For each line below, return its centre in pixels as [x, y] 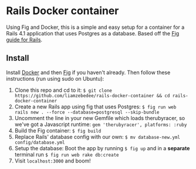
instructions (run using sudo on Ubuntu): [55, 78]
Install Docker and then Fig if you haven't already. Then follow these [88, 72]
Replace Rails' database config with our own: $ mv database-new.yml [97, 137]
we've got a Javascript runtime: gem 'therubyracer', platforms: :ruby [101, 124]
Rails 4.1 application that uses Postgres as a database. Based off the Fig [93, 33]
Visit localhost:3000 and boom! [53, 161]
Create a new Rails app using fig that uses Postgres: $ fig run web [95, 107]
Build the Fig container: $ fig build [58, 130]
